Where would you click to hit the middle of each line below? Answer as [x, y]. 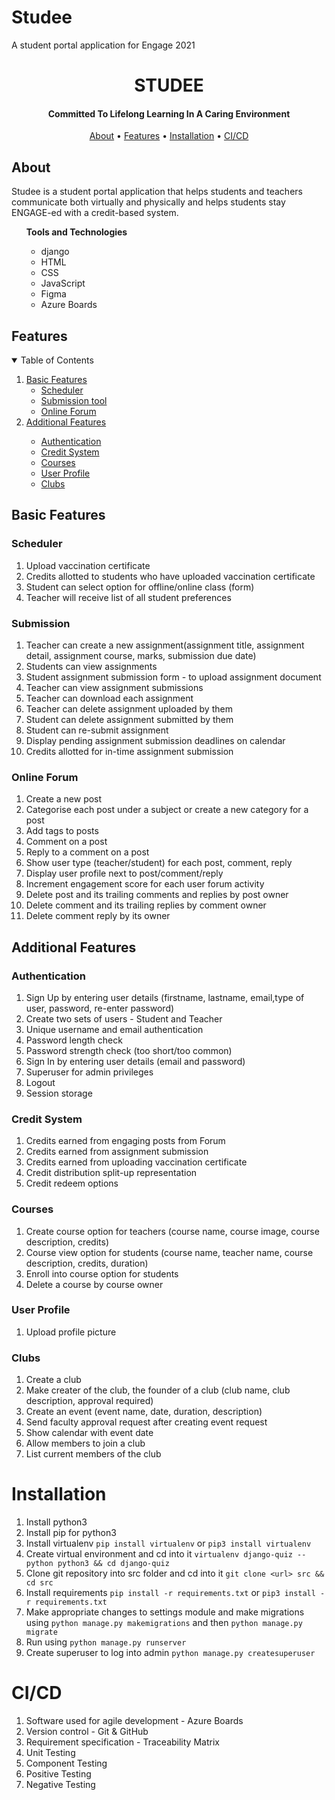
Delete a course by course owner [94, 1284]
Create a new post [64, 799]
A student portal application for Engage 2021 [103, 45]
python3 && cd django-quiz [113, 1564]
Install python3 [56, 1522]
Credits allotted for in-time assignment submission [129, 751]
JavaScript [63, 283]
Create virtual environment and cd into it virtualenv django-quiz [159, 1554]
